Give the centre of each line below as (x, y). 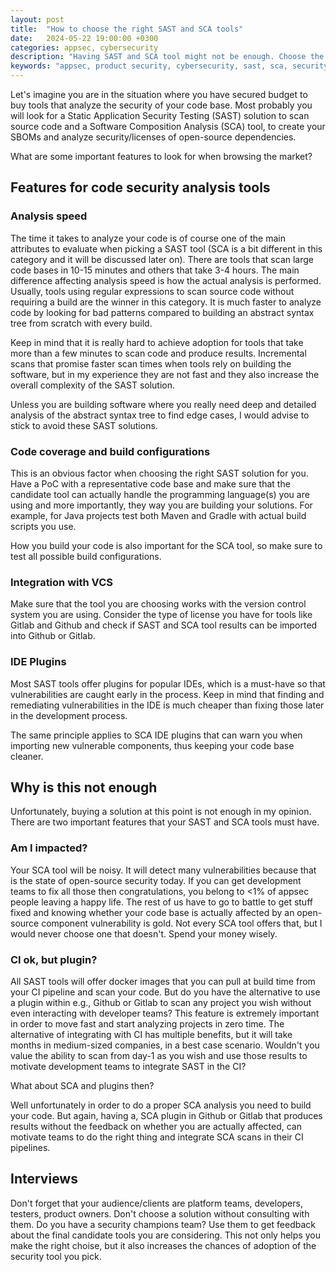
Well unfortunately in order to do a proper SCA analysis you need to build (161, 1105)
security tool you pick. (56, 1256)
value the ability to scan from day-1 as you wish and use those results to (159, 1055)
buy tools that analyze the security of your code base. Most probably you (161, 105)
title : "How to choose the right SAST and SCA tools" (127, 29)
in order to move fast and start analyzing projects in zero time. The (147, 1023)
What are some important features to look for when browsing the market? (161, 156)
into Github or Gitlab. (53, 636)
